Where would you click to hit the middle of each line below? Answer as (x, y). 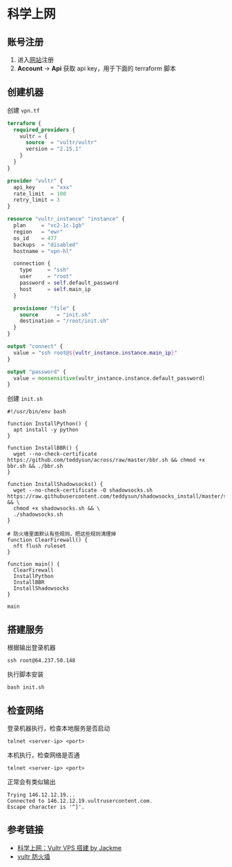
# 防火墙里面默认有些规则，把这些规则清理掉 (62, 534)
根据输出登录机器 (31, 648)
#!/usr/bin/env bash (37, 412)
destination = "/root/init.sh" (65, 321)
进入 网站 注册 (35, 60)
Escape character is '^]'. (46, 807)
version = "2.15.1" (53, 149)
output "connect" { (35, 346)
